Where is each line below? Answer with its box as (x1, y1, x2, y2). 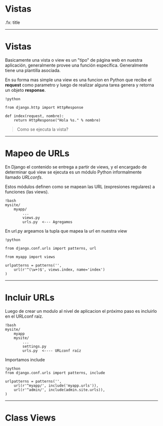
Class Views (5, 412, 56, 423)
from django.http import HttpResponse (5, 105, 83, 110)
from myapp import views (5, 254, 55, 259)
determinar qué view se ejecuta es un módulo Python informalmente (5, 169, 142, 175)
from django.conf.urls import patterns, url (5, 246, 97, 251)
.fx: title (5, 19, 20, 25)
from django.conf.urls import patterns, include (5, 370, 105, 375)
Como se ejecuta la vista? (16, 126, 69, 132)
